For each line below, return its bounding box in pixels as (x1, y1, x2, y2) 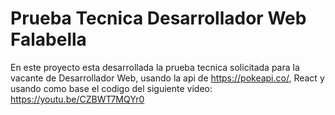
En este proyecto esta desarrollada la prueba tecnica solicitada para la (10, 61, 300, 73)
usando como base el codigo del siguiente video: (10, 82, 213, 94)
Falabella (10, 28, 87, 51)
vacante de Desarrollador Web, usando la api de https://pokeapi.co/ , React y (10, 72, 325, 84)
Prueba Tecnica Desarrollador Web (10, 7, 307, 30)
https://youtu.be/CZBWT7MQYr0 (10, 93, 145, 105)
